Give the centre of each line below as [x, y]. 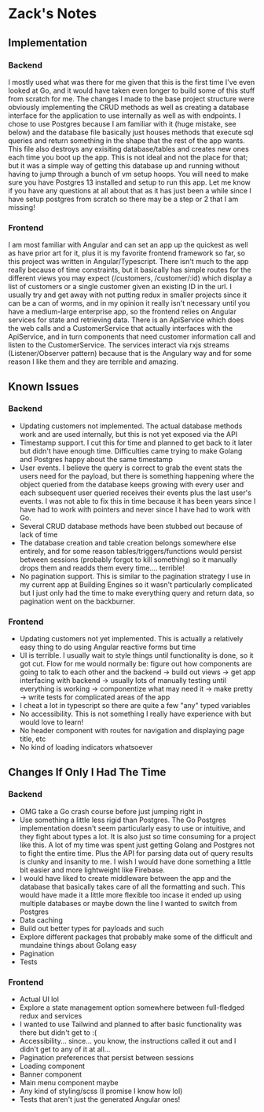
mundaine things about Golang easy [78, 945]
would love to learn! [51, 722]
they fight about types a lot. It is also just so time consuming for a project [137, 836]
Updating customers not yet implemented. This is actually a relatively [131, 639]
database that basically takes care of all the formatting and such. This [132, 886]
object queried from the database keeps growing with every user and [132, 484]
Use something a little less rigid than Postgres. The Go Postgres [123, 820]
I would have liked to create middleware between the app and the [125, 878]
